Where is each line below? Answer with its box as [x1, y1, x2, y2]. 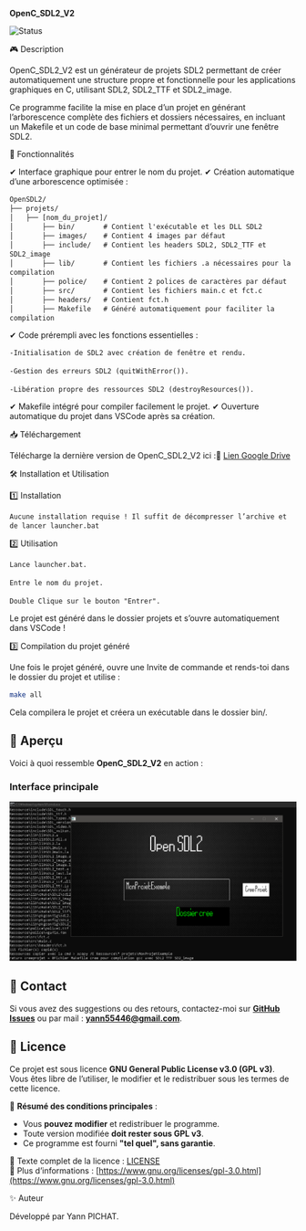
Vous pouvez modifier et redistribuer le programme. [22, 1118, 220, 1129]
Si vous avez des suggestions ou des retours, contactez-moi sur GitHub [9, 1003, 280, 1014]
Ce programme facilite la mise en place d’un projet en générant [9, 102, 246, 112]
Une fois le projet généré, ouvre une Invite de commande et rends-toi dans [9, 662, 290, 672]
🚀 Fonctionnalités [9, 149, 75, 159]
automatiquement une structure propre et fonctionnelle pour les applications [9, 75, 296, 85]
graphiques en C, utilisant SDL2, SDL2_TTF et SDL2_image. [9, 84, 232, 95]
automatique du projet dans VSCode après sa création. [9, 411, 216, 421]
